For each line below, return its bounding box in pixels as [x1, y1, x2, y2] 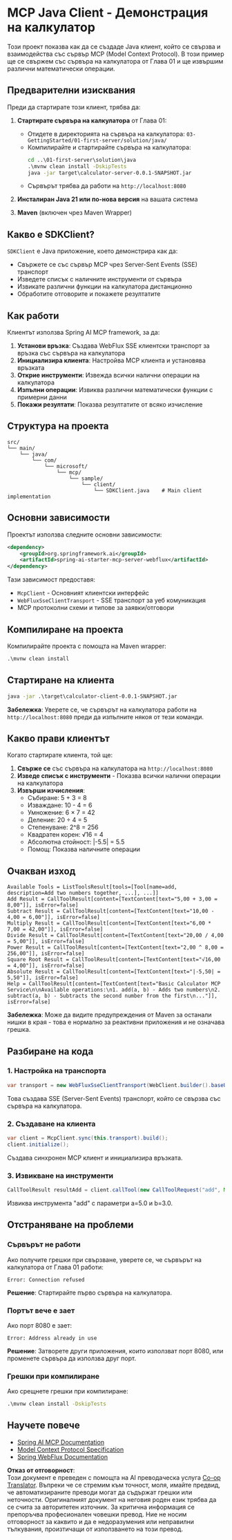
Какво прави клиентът [7, 732, 110, 744]
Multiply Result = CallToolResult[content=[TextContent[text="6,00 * [7, 920, 212, 927]
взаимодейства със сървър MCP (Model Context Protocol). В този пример [7, 50, 224, 58]
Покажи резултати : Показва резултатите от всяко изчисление [17, 400, 203, 409]
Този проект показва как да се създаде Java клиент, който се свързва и [7, 42, 221, 50]
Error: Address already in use [7, 1335, 97, 1342]
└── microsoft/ [43, 463, 88, 470]
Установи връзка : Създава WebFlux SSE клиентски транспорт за [17, 342, 210, 350]
